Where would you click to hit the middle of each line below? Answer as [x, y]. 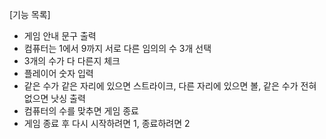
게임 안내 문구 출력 [60, 36]
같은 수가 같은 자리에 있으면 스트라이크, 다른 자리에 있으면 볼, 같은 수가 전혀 [170, 86]
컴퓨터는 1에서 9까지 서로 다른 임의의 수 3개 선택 [117, 48]
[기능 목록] [30, 14]
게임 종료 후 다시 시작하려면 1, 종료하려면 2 [107, 123]
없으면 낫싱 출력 [54, 98]
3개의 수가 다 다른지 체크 [72, 61]
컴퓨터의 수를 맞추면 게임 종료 [81, 111]
